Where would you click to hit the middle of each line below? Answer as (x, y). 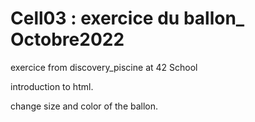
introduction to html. (52, 86)
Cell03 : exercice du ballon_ (127, 18)
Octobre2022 (67, 39)
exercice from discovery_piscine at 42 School (104, 67)
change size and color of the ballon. (84, 106)
